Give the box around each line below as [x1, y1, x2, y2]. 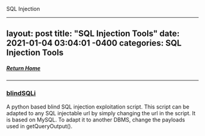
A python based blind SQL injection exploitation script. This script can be [6, 103, 190, 110]
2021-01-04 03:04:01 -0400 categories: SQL [6, 38, 182, 48]
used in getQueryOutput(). [6, 122, 73, 130]
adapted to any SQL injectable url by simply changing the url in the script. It [6, 109, 196, 116]
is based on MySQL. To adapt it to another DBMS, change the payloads [6, 116, 185, 123]
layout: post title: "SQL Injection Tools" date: [6, 29, 180, 39]
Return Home [6, 64, 41, 72]
